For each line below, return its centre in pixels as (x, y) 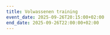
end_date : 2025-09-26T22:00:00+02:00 (53, 23)
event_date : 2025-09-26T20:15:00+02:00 (55, 17)
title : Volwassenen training (42, 12)
